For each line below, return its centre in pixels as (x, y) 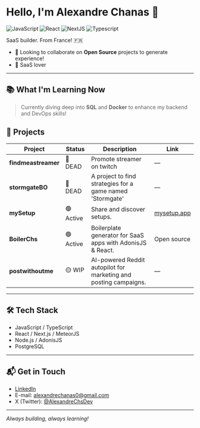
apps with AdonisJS (119, 242)
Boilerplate (106, 227)
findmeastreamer (35, 163)
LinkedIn (25, 389)
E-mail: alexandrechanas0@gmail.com (62, 395)
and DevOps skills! (43, 113)
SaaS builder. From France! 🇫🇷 (45, 40)
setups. (101, 217)
